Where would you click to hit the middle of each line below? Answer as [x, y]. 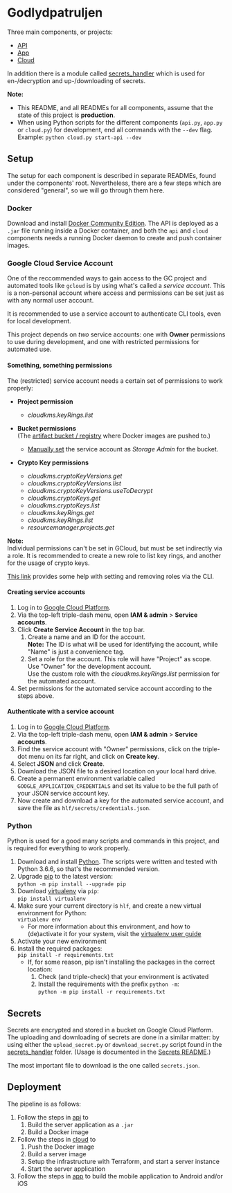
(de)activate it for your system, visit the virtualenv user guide [114, 934]
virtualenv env [39, 920]
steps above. [36, 696]
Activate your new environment [62, 941]
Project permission [45, 401]
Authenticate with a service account [61, 712]
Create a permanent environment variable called [86, 778]
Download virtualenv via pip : [58, 891]
